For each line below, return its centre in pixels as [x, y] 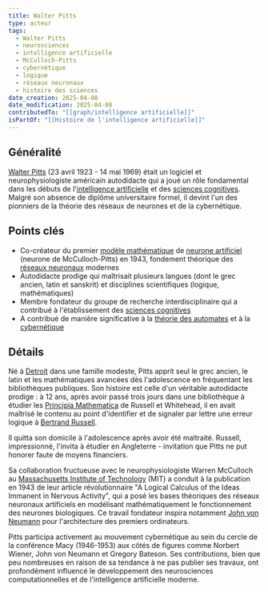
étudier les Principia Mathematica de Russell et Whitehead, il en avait [122, 405]
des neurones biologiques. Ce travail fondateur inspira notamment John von [134, 513]
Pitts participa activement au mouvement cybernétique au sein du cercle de [133, 537]
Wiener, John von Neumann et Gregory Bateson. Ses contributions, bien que [134, 554]
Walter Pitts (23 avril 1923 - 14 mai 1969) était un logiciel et [105, 171]
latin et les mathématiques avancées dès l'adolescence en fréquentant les [131, 380]
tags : [17, 30]
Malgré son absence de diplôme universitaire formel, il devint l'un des [123, 197]
